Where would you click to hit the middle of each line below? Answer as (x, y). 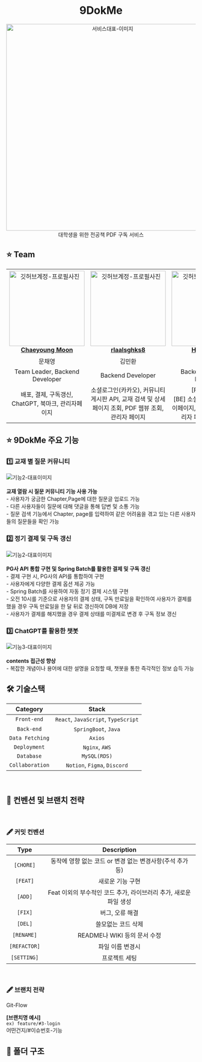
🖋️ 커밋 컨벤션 (25, 832)
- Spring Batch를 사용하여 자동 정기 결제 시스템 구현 (67, 591)
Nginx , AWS (97, 747)
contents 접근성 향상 (31, 661)
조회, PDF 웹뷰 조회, (137, 408)
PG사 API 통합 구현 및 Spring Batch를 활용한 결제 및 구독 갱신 (78, 568)
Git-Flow (17, 1005)
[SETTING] (25, 957)
